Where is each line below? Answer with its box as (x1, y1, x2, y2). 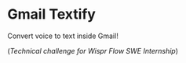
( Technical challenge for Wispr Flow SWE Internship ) (7, 46, 178, 55)
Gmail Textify (7, 5, 96, 23)
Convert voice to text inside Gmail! (7, 31, 119, 40)
